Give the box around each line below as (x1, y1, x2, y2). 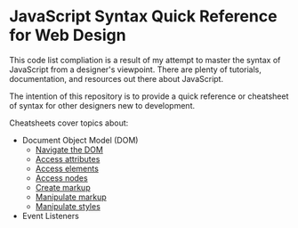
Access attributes (35, 153, 101, 164)
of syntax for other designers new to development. (9, 100, 196, 110)
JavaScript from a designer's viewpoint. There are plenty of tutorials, (9, 64, 262, 75)
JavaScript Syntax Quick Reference (9, 6, 278, 27)
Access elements (35, 163, 100, 174)
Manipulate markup (35, 191, 107, 202)
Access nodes (35, 172, 88, 183)
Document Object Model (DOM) (21, 134, 139, 145)
